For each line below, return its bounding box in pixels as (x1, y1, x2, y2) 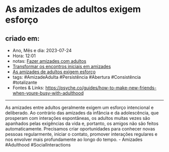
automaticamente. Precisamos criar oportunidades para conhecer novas (5, 126, 155, 131)
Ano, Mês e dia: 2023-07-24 (12, 48, 72, 53)
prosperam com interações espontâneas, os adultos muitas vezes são (5, 115, 150, 121)
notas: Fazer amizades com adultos (12, 58, 87, 64)
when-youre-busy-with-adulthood (12, 90, 84, 96)
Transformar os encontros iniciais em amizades (12, 64, 111, 69)
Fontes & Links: (12, 85, 44, 91)
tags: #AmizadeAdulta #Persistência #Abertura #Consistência (12, 74, 141, 80)
